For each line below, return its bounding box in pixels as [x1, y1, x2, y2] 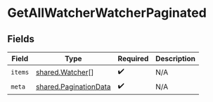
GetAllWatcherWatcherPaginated [7, 5, 207, 21]
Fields [7, 33, 35, 45]
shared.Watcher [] [35, 67, 94, 77]
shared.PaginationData [35, 82, 111, 91]
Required [117, 54, 149, 63]
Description [155, 54, 195, 63]
